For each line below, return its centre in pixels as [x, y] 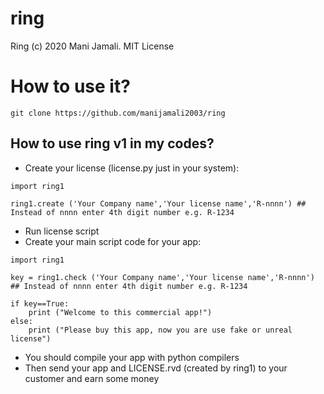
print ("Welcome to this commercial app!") [120, 312]
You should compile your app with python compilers [132, 357]
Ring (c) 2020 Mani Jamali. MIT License [92, 46]
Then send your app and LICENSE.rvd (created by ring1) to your [156, 368]
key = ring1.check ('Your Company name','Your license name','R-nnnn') [162, 277]
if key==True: [40, 303]
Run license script [62, 231]
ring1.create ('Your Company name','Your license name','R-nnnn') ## [158, 203]
